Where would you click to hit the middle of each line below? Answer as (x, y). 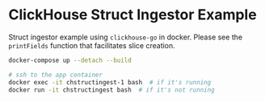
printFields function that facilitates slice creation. (92, 45)
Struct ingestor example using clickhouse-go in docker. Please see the (126, 37)
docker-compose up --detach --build (70, 60)
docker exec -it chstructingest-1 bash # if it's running (110, 82)
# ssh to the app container (56, 75)
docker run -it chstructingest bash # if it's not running (112, 90)
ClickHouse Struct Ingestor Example (132, 15)
